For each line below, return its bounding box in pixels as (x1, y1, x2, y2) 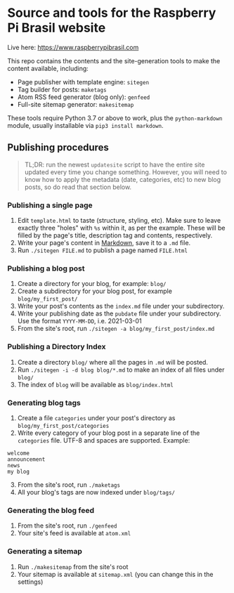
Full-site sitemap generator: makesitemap (17, 100, 134, 108)
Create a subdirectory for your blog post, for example (17, 287, 172, 296)
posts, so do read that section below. (24, 183, 132, 191)
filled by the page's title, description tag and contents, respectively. (17, 231, 213, 240)
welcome (7, 450, 30, 457)
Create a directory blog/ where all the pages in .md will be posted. (17, 358, 209, 366)
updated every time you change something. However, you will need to (24, 167, 227, 176)
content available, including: (7, 64, 89, 72)
